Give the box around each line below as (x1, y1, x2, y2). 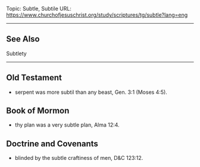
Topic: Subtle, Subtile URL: (6, 5, 71, 12)
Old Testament (6, 73, 62, 83)
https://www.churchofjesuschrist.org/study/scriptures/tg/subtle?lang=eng (6, 11, 188, 18)
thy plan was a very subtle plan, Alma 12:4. (14, 121, 120, 128)
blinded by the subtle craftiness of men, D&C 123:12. (14, 155, 143, 162)
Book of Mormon (6, 106, 70, 116)
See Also (6, 34, 40, 44)
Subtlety (6, 50, 27, 57)
